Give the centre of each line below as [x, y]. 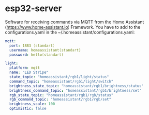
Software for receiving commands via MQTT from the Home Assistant [74, 22]
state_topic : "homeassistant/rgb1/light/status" [59, 77]
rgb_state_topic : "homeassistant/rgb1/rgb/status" [61, 95]
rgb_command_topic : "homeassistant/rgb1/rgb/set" [60, 99]
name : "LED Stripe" [29, 73]
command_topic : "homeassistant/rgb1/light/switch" [61, 81]
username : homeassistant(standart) [45, 50]
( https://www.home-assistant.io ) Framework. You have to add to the [73, 27]
